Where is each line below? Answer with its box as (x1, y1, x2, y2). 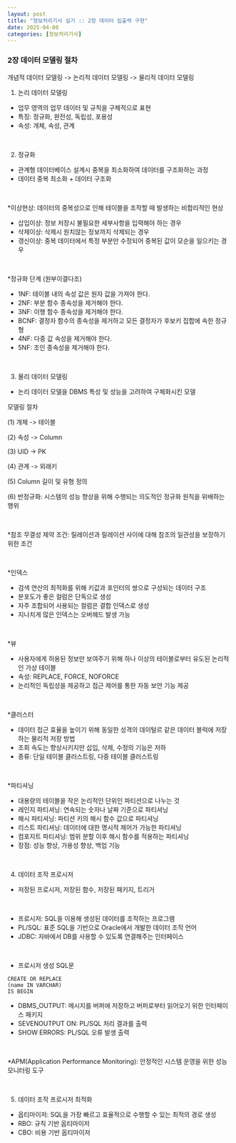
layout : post (7, 10, 46, 18)
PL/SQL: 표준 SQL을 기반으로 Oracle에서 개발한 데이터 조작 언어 (17, 923, 197, 932)
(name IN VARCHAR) (7, 982, 62, 989)
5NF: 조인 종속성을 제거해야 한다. (17, 343, 111, 351)
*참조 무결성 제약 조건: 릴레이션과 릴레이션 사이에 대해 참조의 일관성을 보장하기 (7, 530, 226, 539)
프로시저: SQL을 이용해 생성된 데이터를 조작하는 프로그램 (17, 914, 175, 922)
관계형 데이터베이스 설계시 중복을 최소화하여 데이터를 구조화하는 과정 (17, 165, 209, 174)
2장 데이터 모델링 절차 (7, 55, 78, 65)
